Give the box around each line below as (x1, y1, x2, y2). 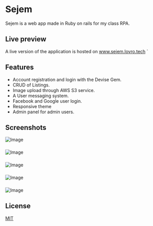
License (5, 202, 31, 210)
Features (5, 63, 34, 72)
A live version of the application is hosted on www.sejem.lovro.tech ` (5, 48, 148, 54)
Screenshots (5, 123, 47, 132)
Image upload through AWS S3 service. (12, 87, 95, 93)
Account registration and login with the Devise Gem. (12, 76, 122, 82)
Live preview (5, 35, 47, 43)
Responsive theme (12, 103, 52, 109)
